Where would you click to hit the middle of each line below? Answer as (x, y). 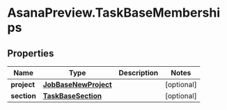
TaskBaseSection (72, 96)
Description (139, 73)
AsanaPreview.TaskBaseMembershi (114, 13)
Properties (31, 53)
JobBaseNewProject (78, 85)
